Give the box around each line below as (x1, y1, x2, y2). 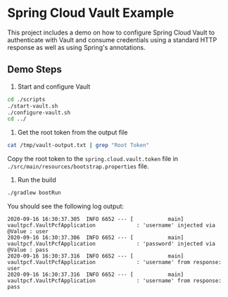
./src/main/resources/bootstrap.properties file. (7, 162, 149, 170)
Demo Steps (7, 63, 62, 75)
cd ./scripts (7, 96, 46, 103)
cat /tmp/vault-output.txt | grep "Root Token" (7, 142, 150, 149)
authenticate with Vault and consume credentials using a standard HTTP (7, 35, 217, 44)
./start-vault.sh (7, 102, 58, 110)
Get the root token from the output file (17, 128, 128, 137)
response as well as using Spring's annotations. (7, 43, 146, 51)
